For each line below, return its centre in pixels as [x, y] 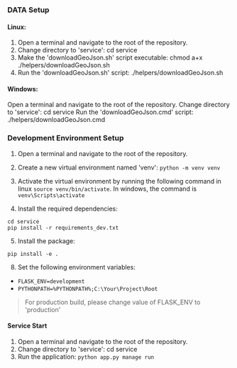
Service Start [27, 326]
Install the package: [46, 241]
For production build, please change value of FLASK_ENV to [112, 302]
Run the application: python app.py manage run [86, 357]
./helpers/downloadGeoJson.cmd [56, 120]
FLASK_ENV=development [51, 281]
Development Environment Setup [66, 138]
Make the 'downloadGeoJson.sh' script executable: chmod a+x [110, 57]
